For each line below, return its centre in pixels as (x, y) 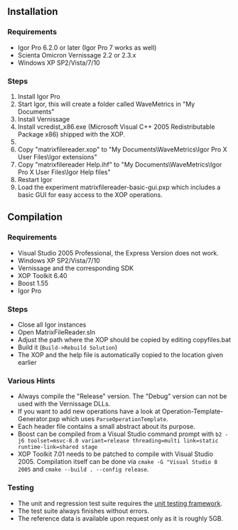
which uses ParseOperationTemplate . (115, 419)
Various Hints (31, 381)
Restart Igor (35, 179)
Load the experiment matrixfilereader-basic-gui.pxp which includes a (119, 187)
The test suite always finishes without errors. (83, 511)
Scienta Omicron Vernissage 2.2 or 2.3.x (77, 55)
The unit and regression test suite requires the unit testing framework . (120, 503)
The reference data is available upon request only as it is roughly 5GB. (120, 518)
